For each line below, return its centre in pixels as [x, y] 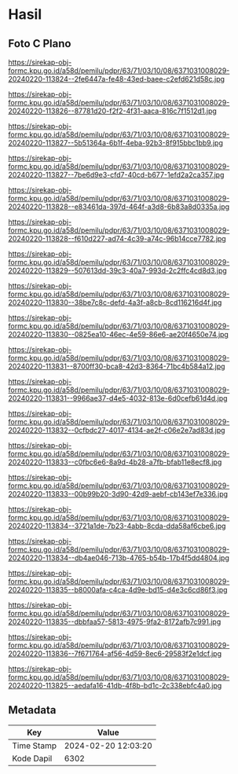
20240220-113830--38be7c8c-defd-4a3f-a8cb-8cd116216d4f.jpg [115, 303]
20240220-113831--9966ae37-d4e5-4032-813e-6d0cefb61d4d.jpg [118, 398]
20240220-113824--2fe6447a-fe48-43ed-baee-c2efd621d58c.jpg [117, 79]
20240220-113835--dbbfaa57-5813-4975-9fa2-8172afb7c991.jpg [115, 622]
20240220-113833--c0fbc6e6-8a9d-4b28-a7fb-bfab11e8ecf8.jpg [115, 462]
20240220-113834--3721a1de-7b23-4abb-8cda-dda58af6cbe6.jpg [117, 526]
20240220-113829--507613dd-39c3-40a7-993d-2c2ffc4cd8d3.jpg [118, 270]
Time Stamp [35, 746]
